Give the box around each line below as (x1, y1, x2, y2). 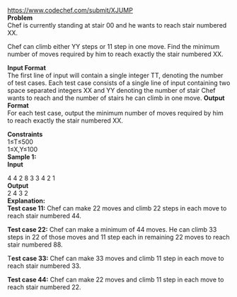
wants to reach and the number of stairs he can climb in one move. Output (7, 94, 225, 102)
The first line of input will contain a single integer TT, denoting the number (7, 71, 224, 79)
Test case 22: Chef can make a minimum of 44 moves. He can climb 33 (7, 225, 217, 233)
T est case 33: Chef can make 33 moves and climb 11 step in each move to (7, 254, 224, 262)
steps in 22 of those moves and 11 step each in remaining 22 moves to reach (7, 233, 230, 241)
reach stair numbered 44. (7, 212, 81, 220)
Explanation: (7, 196, 46, 205)
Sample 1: (7, 152, 37, 161)
